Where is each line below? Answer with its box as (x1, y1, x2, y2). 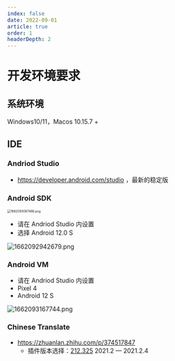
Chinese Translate (7, 322, 71, 332)
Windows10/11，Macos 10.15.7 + (7, 117, 99, 126)
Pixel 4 (17, 284, 37, 292)
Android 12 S (17, 292, 54, 300)
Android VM (7, 260, 49, 269)
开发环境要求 (7, 68, 81, 84)
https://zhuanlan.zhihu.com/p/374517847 (17, 338, 135, 346)
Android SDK (7, 193, 52, 203)
